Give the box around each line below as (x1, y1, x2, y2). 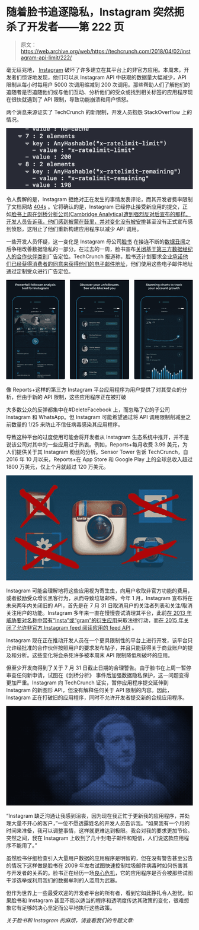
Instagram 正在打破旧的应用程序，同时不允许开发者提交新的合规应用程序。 (6, 694, 188, 701)
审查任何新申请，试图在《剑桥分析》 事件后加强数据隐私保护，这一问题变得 (6, 672, 190, 679)
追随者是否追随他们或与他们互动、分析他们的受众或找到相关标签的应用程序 (6, 88, 188, 96)
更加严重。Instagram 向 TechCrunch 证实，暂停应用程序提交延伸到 (6, 679, 169, 686)
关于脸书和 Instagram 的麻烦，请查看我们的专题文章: (6, 916, 134, 923)
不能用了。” (11, 842, 37, 849)
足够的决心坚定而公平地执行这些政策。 (21, 904, 115, 911)
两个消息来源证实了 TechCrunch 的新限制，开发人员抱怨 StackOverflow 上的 (6, 108, 192, 116)
